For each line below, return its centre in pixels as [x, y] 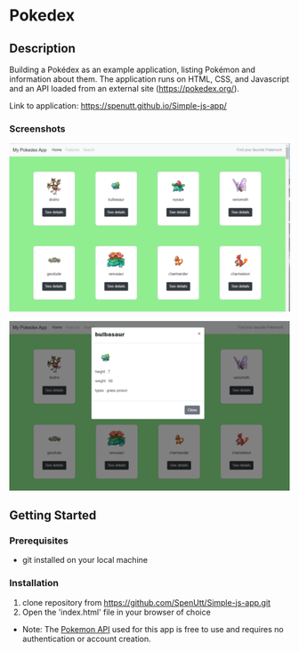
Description [42, 48]
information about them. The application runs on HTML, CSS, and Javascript [149, 79]
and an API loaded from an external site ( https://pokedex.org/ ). [125, 88]
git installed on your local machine [85, 560]
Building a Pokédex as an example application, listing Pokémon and [133, 69]
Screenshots [37, 128]
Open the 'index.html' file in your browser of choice [116, 612]
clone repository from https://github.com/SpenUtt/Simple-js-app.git [146, 602]
